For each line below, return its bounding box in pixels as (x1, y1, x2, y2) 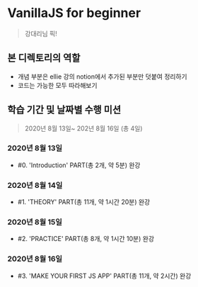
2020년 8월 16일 (7, 254, 62, 264)
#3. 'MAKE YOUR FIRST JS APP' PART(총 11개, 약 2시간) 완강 (17, 271, 192, 280)
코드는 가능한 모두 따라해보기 (17, 81, 98, 89)
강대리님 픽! (24, 29, 58, 38)
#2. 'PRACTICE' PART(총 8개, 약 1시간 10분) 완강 (17, 235, 154, 243)
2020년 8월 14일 (7, 180, 63, 190)
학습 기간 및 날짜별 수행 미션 (7, 104, 122, 116)
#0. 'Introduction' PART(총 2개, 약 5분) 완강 (17, 161, 141, 169)
